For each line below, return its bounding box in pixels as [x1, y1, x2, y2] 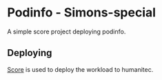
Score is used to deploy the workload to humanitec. [7, 65, 154, 73]
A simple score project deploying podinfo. [7, 27, 126, 36]
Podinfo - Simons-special [7, 5, 156, 21]
